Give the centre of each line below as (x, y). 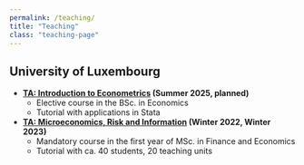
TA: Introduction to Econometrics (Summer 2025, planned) (136, 93)
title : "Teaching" (44, 26)
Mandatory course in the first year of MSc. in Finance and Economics (166, 141)
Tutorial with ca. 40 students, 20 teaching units (124, 151)
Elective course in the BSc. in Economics (112, 103)
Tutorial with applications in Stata (98, 112)
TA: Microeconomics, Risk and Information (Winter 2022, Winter (147, 122)
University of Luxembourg (85, 71)
